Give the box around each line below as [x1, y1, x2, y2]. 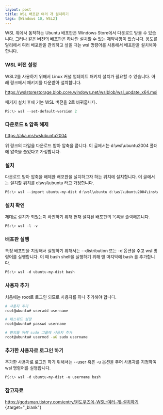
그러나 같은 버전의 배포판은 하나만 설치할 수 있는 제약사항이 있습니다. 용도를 [15, 36, 158, 42]
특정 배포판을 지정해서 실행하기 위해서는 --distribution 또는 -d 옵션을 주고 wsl [5, 248, 153, 254]
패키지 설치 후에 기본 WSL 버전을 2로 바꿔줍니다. [5, 99, 97, 105]
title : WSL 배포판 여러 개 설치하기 [5, 12, 69, 16]
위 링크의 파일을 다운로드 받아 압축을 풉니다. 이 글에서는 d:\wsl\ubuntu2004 [5, 143, 149, 148]
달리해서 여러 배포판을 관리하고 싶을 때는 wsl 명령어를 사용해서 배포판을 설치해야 [5, 42, 157, 48]
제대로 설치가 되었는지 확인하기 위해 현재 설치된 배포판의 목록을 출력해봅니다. [5, 214, 150, 220]
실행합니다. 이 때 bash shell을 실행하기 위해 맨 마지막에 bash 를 [17, 254, 138, 260]
